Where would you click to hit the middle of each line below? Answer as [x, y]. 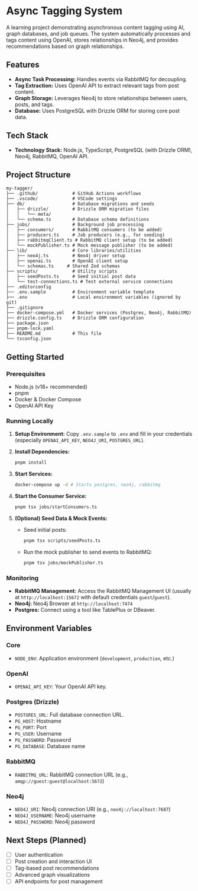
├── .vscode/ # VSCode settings [62, 199]
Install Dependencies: [42, 452]
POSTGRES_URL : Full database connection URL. [69, 715]
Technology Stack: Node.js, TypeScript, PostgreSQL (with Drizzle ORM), [103, 150]
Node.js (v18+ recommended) [51, 387]
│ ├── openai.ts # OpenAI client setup [67, 261]
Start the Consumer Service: [51, 496]
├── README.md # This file [54, 334]
